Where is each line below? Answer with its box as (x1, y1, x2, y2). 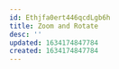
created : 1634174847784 (9, 47, 99, 56)
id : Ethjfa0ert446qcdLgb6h (9, 13, 111, 22)
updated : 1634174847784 (9, 38, 99, 47)
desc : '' (9, 30, 42, 39)
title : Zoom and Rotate (9, 22, 99, 30)
